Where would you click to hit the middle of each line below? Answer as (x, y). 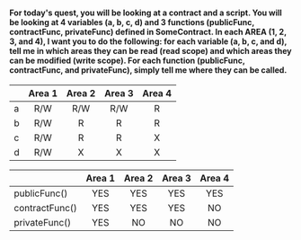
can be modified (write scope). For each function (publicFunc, (127, 60)
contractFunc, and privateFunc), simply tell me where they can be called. (148, 70)
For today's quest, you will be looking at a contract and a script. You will (146, 13)
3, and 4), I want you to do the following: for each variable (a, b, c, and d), (148, 41)
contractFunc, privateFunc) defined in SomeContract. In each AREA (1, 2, (148, 31)
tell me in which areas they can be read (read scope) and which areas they (150, 50)
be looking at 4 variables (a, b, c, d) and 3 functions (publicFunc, (132, 22)
